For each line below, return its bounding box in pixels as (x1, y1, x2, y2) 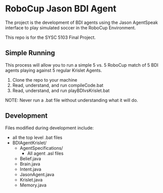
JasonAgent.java (19, 171, 55, 177)
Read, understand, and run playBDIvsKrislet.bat (12, 88, 110, 94)
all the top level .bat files (12, 134, 63, 140)
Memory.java (19, 182, 47, 188)
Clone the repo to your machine (12, 77, 78, 83)
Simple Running (5, 49, 56, 57)
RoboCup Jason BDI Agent (5, 3, 117, 14)
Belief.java (19, 155, 41, 162)
